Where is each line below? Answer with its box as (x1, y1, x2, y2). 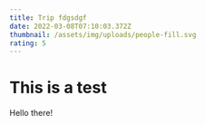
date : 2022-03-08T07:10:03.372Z (9, 22, 132, 31)
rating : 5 (9, 38, 47, 48)
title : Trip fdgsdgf (9, 13, 88, 23)
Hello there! (9, 108, 53, 119)
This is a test (9, 78, 107, 98)
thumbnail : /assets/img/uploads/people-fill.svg (9, 30, 197, 39)
